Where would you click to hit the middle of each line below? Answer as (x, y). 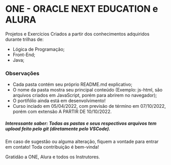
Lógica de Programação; (39, 49)
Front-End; (24, 55)
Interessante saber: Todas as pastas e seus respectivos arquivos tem (81, 123)
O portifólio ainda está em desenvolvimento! (59, 101)
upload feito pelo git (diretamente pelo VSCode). (58, 129)
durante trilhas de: (25, 39)
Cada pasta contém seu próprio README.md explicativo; (72, 84)
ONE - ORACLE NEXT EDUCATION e (82, 9)
